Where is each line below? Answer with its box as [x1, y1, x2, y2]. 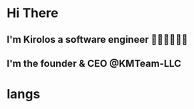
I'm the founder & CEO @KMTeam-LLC [6, 57, 182, 69]
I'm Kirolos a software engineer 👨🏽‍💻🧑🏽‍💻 [6, 33, 188, 46]
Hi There [6, 5, 58, 21]
